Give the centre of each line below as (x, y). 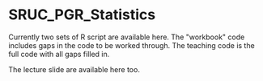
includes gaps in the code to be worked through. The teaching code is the (131, 45)
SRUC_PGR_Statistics (82, 15)
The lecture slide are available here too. (74, 69)
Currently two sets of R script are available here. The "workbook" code (127, 37)
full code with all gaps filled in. (59, 54)
